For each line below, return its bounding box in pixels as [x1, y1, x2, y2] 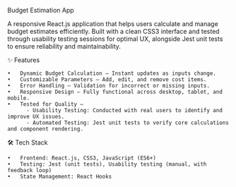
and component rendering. [7, 126, 83, 133]
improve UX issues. [7, 113, 65, 120]
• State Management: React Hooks [7, 173, 112, 180]
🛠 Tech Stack [7, 138, 48, 147]
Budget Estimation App [7, 6, 74, 14]
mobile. [7, 95, 30, 102]
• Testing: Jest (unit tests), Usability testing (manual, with [7, 161, 207, 168]
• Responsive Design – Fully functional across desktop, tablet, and [7, 88, 223, 95]
